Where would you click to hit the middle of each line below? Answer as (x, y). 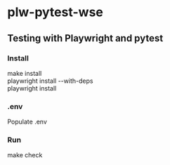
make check (25, 155)
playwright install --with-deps (50, 81)
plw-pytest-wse (55, 12)
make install (25, 73)
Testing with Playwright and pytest (85, 38)
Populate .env (27, 122)
